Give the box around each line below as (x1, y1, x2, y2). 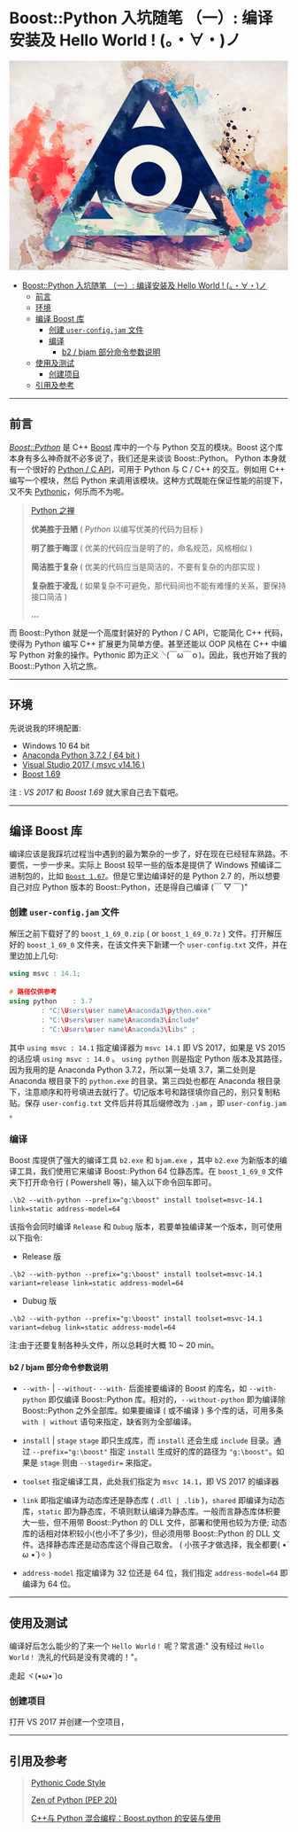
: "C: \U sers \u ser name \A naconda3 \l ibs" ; (41, 1025, 196, 1033)
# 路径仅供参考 (9, 987, 57, 997)
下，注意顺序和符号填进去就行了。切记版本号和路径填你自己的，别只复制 (9, 1087, 272, 1097)
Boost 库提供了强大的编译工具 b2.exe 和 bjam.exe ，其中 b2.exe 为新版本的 (9, 1155, 280, 1165)
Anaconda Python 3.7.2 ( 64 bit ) (21, 750, 141, 760)
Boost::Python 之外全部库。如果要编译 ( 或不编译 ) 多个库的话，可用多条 (21, 1406, 285, 1416)
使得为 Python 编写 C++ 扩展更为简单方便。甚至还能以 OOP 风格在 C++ (9, 638, 270, 649)
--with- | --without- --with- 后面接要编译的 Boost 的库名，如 (21, 1384, 248, 1394)
